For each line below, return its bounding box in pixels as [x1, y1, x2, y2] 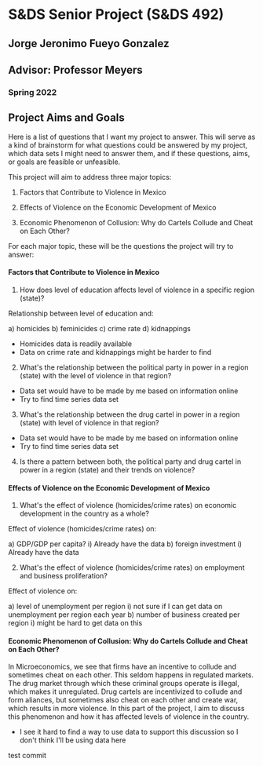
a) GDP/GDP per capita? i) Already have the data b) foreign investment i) [8, 539, 242, 549]
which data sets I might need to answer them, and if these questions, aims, [8, 148, 250, 158]
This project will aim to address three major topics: [8, 172, 172, 181]
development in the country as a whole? [19, 509, 149, 519]
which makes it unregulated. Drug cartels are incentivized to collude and [8, 687, 243, 696]
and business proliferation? [19, 571, 108, 581]
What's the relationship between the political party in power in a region [19, 363, 249, 372]
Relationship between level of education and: [8, 308, 154, 318]
